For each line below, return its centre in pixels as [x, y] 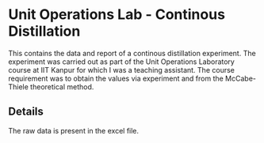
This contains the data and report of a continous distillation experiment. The [132, 53]
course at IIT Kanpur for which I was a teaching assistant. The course [122, 70]
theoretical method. [62, 87]
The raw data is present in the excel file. [74, 130]
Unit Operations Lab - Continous [117, 15]
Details [26, 112]
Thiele [19, 87]
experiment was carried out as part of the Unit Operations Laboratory [122, 62]
